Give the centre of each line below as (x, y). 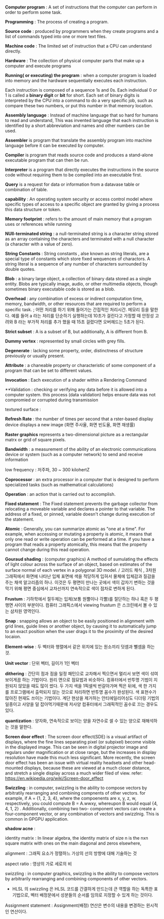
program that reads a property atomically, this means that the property (76, 544)
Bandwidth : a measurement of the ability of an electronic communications (81, 449)
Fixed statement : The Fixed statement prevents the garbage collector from (82, 504)
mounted (14, 768)
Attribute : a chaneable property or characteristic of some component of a (80, 365)
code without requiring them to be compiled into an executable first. (73, 175)
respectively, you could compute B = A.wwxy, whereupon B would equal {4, (82, 803)
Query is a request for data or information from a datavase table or (72, 184)
